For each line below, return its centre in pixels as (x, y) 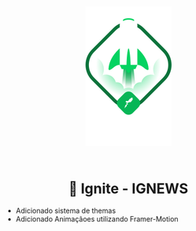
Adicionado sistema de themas (66, 211)
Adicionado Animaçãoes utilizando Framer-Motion (97, 218)
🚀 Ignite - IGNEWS (128, 189)
